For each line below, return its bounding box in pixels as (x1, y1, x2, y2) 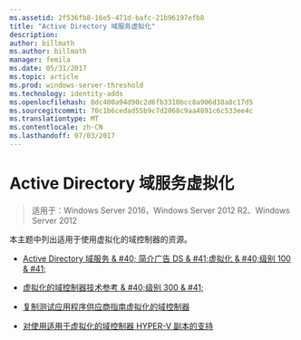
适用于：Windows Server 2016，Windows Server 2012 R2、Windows (31, 205, 290, 216)
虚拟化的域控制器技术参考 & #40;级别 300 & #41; (22, 282, 204, 293)
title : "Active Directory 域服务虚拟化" (9, 22, 156, 31)
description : (9, 30, 59, 39)
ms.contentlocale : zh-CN (9, 123, 103, 132)
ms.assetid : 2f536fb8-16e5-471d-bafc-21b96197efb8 (9, 13, 205, 23)
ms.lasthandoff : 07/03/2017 (9, 131, 116, 141)
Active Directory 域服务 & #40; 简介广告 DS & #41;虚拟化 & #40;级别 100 (22, 253, 292, 264)
